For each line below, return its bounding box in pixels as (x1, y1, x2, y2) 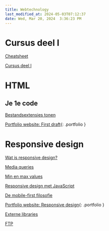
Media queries (5, 164, 34, 170)
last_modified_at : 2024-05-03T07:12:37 (5, 12, 86, 17)
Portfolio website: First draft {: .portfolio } (5, 121, 86, 127)
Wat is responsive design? (5, 154, 58, 161)
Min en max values (5, 173, 43, 179)
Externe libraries (5, 212, 38, 217)
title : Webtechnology (5, 7, 49, 12)
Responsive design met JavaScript (5, 183, 74, 189)
